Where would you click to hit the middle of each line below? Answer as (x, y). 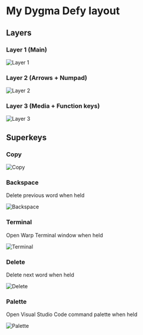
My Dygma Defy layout (63, 11)
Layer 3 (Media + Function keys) (53, 106)
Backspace (22, 183)
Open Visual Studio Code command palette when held (72, 314)
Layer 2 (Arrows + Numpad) (46, 78)
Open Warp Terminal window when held (55, 235)
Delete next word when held (40, 275)
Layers (19, 33)
